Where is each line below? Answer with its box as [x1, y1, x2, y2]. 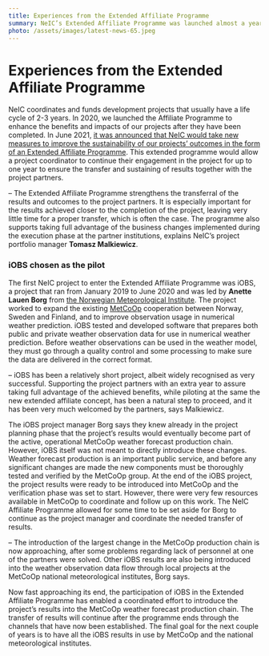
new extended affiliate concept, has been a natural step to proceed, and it [8, 395, 252, 405]
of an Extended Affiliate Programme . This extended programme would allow [8, 148, 259, 157]
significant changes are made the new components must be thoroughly [8, 462, 244, 472]
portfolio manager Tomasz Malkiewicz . [8, 240, 139, 249]
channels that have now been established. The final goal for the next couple [8, 621, 259, 630]
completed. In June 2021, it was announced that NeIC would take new [8, 130, 239, 140]
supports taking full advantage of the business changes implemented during [8, 222, 260, 233]
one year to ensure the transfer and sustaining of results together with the [8, 164, 252, 174]
